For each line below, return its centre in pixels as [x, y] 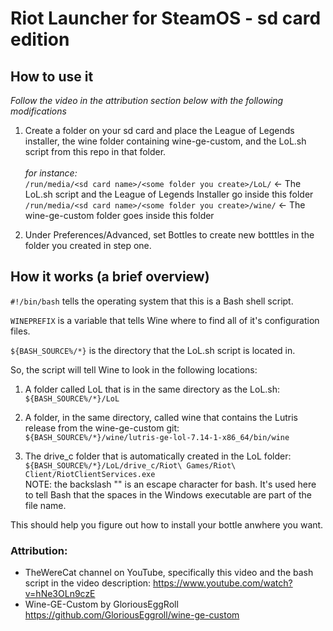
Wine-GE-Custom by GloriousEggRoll [101, 604]
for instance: [51, 173]
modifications [38, 111]
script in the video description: [88, 583]
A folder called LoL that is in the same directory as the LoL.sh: [152, 389]
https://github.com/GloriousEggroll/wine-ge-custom [132, 615]
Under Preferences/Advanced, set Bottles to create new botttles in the [169, 235]
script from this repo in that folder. [95, 151]
